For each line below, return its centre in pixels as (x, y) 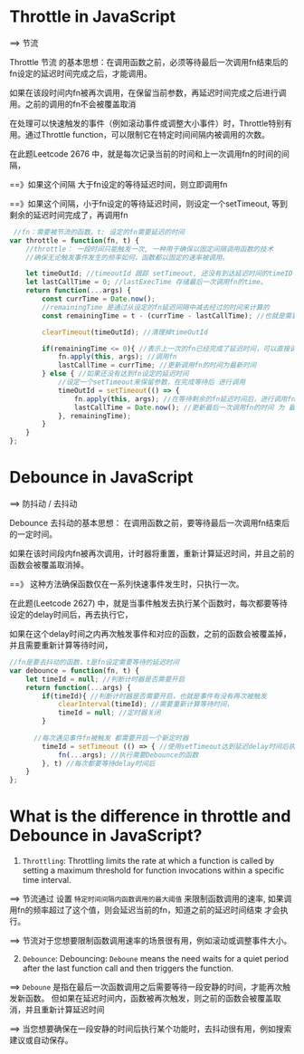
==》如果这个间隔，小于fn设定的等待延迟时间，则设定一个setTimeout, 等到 (148, 203)
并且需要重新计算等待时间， (61, 645)
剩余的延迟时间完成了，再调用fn (69, 215)
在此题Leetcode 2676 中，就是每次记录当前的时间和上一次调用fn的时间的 (146, 153)
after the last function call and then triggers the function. (128, 968)
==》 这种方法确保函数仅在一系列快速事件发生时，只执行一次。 (127, 584)
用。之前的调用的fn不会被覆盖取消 (73, 104)
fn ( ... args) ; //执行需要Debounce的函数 (128, 755)
